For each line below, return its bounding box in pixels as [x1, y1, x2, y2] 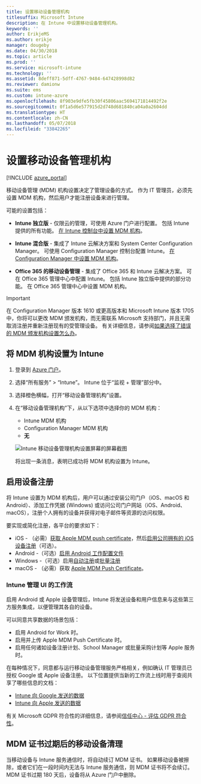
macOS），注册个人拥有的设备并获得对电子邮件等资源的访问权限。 [6, 509, 169, 516]
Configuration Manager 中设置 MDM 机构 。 [14, 255, 121, 262]
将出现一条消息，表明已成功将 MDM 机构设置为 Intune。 [14, 457, 154, 464]
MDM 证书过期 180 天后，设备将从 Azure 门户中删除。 [6, 771, 139, 778]
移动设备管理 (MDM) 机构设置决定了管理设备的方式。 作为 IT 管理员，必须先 [6, 186, 193, 193]
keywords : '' [6, 25, 39, 32]
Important [6, 294, 31, 302]
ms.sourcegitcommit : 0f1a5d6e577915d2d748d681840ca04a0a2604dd [6, 103, 167, 110]
